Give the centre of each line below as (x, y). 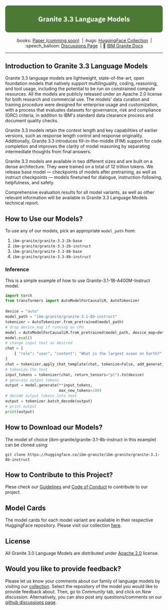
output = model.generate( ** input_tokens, (49, 385)
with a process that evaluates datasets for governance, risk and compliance (83, 110)
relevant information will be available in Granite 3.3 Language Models (76, 198)
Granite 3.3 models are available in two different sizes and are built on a (79, 161)
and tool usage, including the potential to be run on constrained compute (80, 89)
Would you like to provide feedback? (63, 569)
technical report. (22, 203)
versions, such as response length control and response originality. (74, 136)
